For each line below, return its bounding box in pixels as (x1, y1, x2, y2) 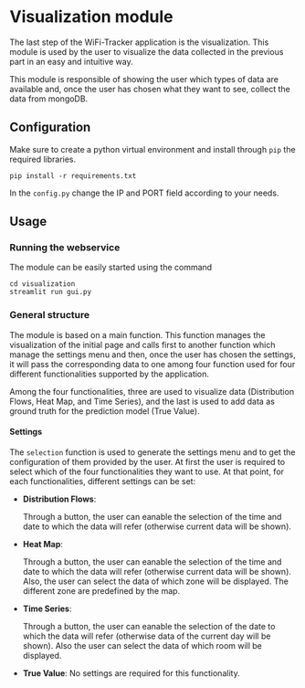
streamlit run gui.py (9, 288, 92, 297)
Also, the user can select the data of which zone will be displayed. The (22, 576, 289, 587)
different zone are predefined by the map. (22, 585, 181, 596)
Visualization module (9, 6, 174, 27)
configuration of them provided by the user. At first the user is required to (9, 456, 286, 467)
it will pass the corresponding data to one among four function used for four (9, 358, 296, 369)
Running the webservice (9, 241, 121, 254)
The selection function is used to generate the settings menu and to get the (9, 446, 296, 458)
